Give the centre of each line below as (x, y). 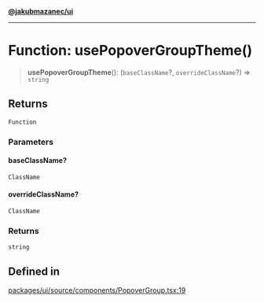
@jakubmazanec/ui (41, 11)
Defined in (34, 271)
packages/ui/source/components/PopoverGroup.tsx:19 (97, 290)
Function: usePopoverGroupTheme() (130, 51)
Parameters (31, 142)
